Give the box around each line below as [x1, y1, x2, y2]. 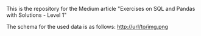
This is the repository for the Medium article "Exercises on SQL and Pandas [6, 5, 196, 12]
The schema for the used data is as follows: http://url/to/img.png [6, 23, 169, 30]
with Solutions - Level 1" [6, 11, 67, 19]
